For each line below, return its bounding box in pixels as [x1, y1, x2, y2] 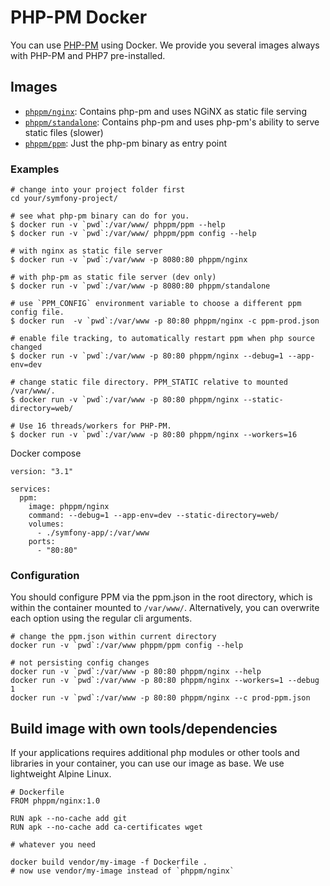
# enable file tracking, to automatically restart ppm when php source [10, 334, 315, 344]
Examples [10, 162, 60, 176]
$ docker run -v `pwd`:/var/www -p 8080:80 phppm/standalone [10, 281, 271, 291]
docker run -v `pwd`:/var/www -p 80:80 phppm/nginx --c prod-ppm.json [10, 693, 311, 703]
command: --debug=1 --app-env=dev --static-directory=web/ [28, 511, 280, 521]
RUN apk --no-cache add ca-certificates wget [10, 822, 203, 833]
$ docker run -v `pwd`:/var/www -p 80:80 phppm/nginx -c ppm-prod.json [10, 316, 320, 326]
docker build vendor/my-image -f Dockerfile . [10, 857, 208, 868]
